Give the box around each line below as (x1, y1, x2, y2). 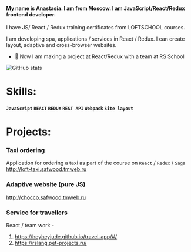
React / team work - (6, 222, 55, 229)
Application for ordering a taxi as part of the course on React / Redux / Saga (6, 159, 186, 167)
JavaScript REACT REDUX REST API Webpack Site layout (6, 106, 133, 112)
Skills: (6, 85, 37, 98)
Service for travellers (6, 209, 68, 217)
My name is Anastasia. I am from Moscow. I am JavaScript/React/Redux (6, 5, 185, 12)
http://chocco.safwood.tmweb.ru (6, 194, 86, 201)
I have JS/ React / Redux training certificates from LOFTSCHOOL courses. (6, 24, 185, 31)
